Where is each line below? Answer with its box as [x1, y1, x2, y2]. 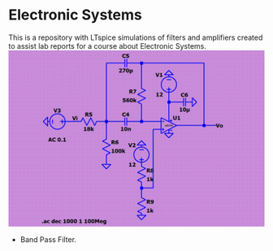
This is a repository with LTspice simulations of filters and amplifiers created [8, 32, 263, 42]
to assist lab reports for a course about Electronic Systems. [8, 41, 207, 50]
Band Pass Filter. [19, 235, 77, 245]
